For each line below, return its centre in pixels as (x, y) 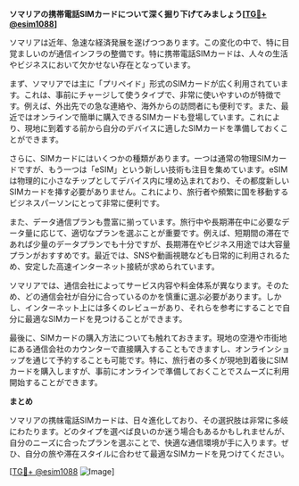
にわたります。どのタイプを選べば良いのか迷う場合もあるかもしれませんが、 (149, 431)
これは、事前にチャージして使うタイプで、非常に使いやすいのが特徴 (149, 95)
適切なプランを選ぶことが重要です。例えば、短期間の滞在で (180, 233)
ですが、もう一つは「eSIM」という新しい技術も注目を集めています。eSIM (152, 169)
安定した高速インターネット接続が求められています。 (122, 266)
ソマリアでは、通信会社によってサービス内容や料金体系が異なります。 (137, 285)
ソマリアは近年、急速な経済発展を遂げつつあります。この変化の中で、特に (146, 42)
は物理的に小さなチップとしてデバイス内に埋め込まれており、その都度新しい (149, 181)
